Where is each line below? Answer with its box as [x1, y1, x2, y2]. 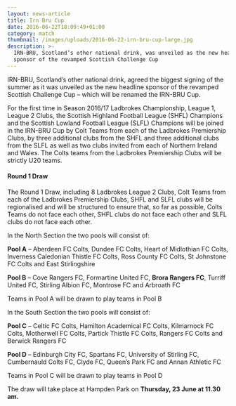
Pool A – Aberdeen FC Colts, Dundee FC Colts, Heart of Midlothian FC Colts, [7, 244, 228, 253]
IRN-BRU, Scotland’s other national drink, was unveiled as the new [13, 50, 218, 57]
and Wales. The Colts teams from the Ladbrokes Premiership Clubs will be [7, 148, 222, 157]
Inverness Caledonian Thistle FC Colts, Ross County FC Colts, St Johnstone [7, 252, 227, 261]
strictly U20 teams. [7, 156, 63, 164]
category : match [7, 30, 55, 37]
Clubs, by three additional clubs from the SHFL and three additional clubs [7, 133, 219, 142]
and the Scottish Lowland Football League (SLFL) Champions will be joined [7, 119, 224, 127]
